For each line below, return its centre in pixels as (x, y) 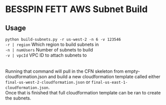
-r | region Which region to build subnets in (52, 44)
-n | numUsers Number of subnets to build (49, 50)
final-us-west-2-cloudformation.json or (48, 82)
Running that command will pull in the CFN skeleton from (65, 71)
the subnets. (18, 98)
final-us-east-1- (110, 82)
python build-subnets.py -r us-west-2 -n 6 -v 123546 (63, 39)
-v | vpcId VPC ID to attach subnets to (46, 55)
